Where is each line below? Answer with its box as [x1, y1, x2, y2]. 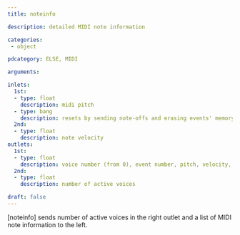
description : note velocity [20, 135, 104, 142]
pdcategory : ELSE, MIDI [7, 56, 79, 63]
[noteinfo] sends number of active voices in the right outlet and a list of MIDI [7, 213, 232, 221]
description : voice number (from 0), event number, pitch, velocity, [20, 161, 232, 168]
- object [10, 43, 37, 50]
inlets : [7, 81, 31, 89]
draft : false [7, 194, 46, 201]
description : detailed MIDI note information [7, 23, 145, 31]
